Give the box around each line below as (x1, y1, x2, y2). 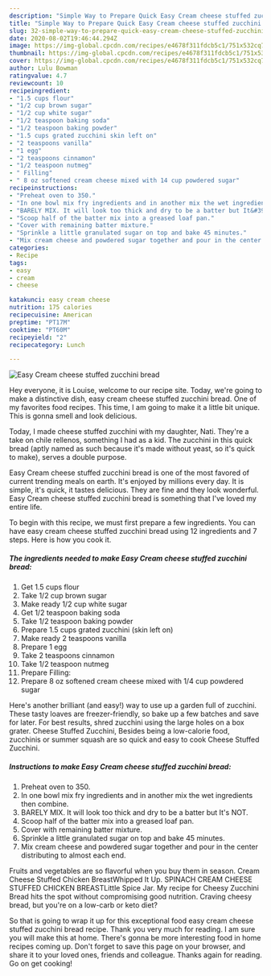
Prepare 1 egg (20, 642, 68, 652)
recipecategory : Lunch (9, 341, 85, 349)
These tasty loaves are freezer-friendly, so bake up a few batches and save (9, 709, 260, 719)
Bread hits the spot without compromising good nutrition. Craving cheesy (9, 891, 253, 902)
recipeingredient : (9, 86, 71, 95)
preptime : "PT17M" (9, 318, 71, 326)
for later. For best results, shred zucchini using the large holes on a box (9, 718, 244, 727)
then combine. (20, 799, 69, 809)
